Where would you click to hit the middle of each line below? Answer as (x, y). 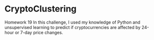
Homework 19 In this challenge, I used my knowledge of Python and (72, 22)
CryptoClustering (41, 9)
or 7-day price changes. (39, 32)
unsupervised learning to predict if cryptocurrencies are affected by (73, 27)
